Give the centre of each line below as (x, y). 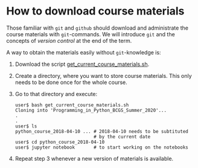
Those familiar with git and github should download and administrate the (97, 28)
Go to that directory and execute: (56, 94)
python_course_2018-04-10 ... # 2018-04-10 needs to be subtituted (101, 131)
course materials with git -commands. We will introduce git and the (91, 34)
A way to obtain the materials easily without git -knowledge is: (84, 52)
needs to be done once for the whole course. (71, 82)
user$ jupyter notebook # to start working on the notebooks (101, 147)
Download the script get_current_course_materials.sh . (82, 64)
